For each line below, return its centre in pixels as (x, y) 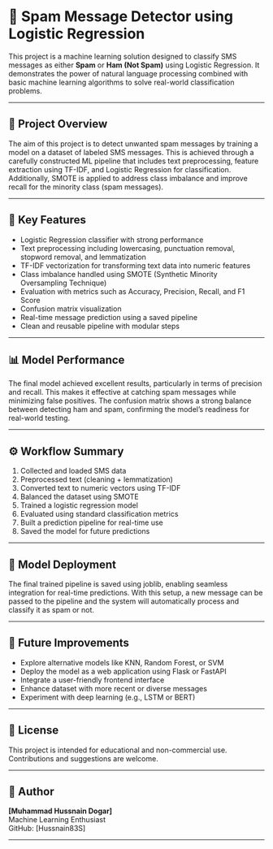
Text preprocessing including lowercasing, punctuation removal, (128, 248)
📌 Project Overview (58, 124)
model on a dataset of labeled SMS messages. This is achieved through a (131, 152)
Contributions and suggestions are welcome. (83, 758)
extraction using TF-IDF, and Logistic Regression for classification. (120, 169)
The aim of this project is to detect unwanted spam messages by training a (133, 143)
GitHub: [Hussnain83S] (47, 829)
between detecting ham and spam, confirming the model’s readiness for (129, 409)
